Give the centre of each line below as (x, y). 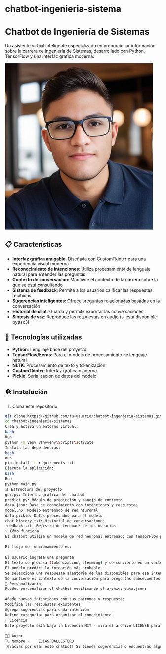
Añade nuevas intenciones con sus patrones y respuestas (65, 599)
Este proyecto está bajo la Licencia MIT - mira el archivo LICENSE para (83, 625)
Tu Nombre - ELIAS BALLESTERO (40, 641)
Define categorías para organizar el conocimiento (58, 615)
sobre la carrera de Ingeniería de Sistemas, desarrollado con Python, (75, 51)
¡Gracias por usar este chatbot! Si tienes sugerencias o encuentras (78, 647)
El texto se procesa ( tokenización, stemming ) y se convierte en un (77, 563)
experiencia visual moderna (41, 263)
